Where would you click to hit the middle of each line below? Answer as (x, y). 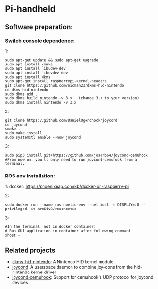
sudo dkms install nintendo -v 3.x (41, 102)
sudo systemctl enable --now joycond (43, 137)
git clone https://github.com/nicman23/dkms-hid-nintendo (65, 85)
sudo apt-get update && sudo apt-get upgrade (51, 60)
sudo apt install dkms (28, 77)
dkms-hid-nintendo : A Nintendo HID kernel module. (63, 262)
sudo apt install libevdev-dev (36, 73)
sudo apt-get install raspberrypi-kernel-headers (56, 81)
